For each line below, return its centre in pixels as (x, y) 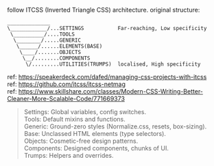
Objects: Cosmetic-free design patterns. (81, 141)
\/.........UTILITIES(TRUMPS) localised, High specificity (113, 64)
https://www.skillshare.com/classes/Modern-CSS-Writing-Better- (111, 91)
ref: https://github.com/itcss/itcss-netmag (66, 84)
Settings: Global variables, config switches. (85, 112)
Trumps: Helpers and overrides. (69, 155)
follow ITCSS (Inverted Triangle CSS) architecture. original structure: (104, 10)
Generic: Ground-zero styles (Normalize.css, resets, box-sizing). (115, 126)
